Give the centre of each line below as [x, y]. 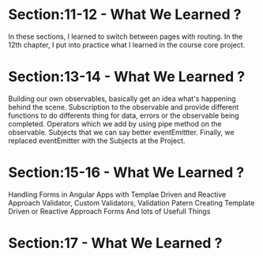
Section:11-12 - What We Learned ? [125, 15]
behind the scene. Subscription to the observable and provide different [124, 107]
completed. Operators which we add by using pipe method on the [115, 123]
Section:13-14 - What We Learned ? [127, 77]
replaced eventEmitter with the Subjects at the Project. [97, 141]
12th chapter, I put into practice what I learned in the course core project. [127, 44]
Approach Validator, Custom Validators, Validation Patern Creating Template [131, 202]
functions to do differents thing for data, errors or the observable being [124, 115]
